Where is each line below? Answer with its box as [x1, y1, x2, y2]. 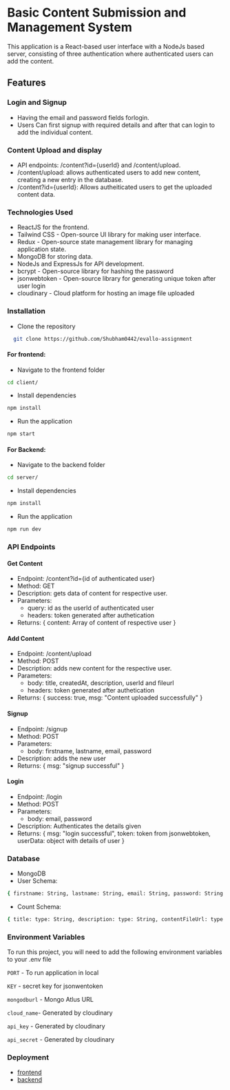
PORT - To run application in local [7, 969, 99, 977]
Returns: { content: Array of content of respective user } [17, 619, 176, 627]
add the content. [7, 57, 54, 65]
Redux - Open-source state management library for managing [17, 238, 193, 246]
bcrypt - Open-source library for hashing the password [17, 267, 174, 275]
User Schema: [17, 877, 58, 885]
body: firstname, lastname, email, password [27, 746, 151, 755]
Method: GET [17, 582, 55, 591]
